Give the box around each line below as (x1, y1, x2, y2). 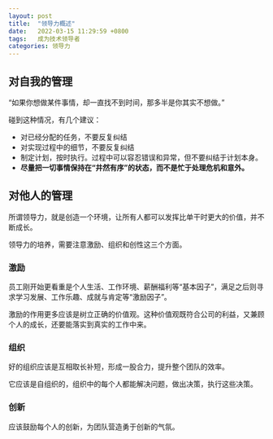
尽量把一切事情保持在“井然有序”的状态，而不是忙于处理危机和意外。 (19, 162, 249, 172)
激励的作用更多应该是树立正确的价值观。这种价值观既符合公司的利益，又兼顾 (8, 309, 265, 319)
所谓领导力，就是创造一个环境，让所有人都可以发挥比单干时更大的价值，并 (8, 212, 258, 222)
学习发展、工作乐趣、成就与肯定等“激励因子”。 (15, 292, 172, 302)
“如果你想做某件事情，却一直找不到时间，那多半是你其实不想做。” (8, 97, 225, 107)
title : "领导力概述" (8, 20, 76, 28)
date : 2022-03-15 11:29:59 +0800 (8, 27, 129, 35)
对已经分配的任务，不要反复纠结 (19, 132, 128, 142)
